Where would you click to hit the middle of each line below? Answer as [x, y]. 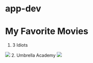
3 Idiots [20, 45]
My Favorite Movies [47, 31]
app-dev [23, 9]
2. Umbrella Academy [33, 56]
